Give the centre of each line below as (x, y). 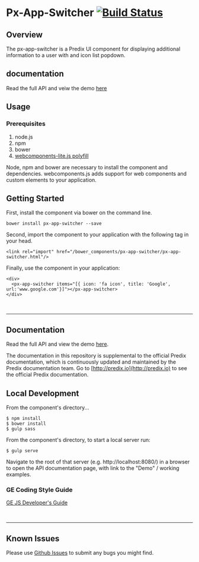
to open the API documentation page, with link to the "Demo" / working (93, 468)
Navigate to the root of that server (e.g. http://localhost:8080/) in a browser (98, 462)
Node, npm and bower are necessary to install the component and (87, 167)
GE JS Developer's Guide (37, 503)
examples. (19, 474)
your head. (19, 241)
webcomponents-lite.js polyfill (52, 156)
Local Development (43, 393)
